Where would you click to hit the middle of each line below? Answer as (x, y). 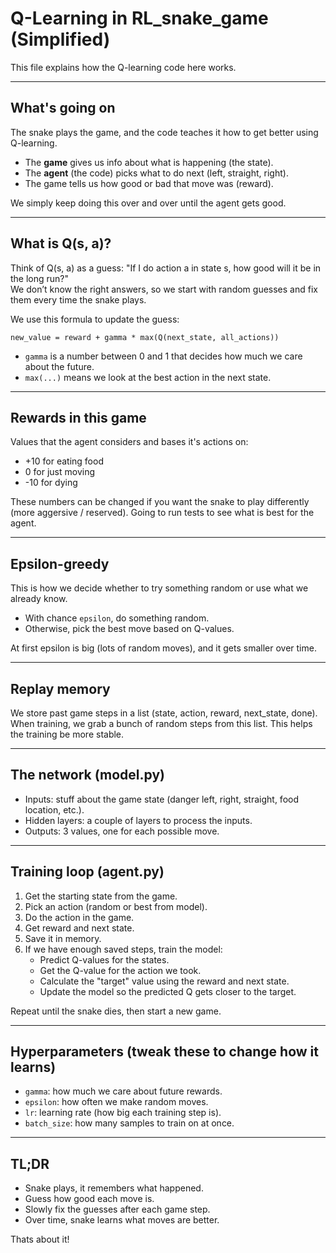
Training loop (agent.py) (87, 872)
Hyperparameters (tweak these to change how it (164, 1052)
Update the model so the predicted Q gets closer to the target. (168, 991)
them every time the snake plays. (78, 299)
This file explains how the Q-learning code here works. (123, 67)
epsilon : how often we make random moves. (116, 1102)
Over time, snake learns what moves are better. (122, 1220)
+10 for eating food (64, 461)
